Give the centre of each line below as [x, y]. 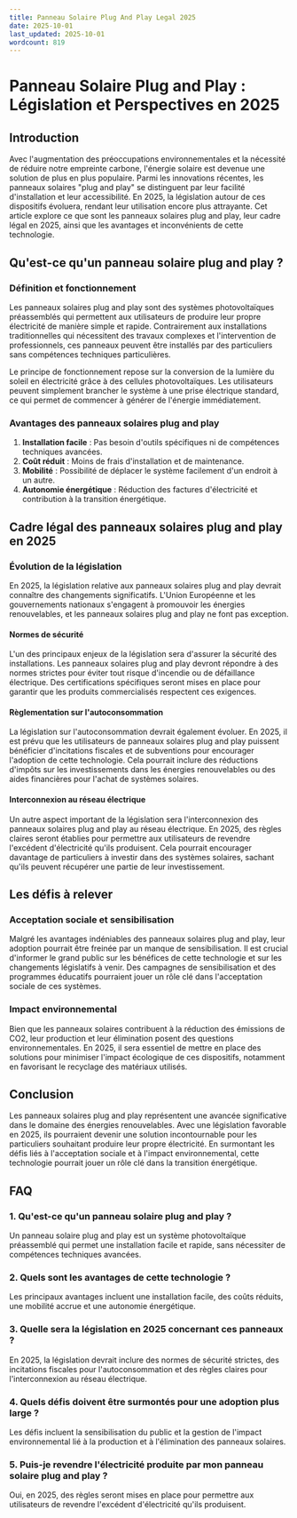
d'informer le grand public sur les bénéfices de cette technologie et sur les [145, 958]
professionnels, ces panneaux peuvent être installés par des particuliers [141, 345]
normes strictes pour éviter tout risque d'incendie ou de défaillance [132, 673]
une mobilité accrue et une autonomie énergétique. [103, 1306]
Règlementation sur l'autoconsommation [86, 712]
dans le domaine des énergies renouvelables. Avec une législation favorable [148, 1125]
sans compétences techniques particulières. [90, 354]
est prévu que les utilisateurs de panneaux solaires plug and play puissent [144, 741]
